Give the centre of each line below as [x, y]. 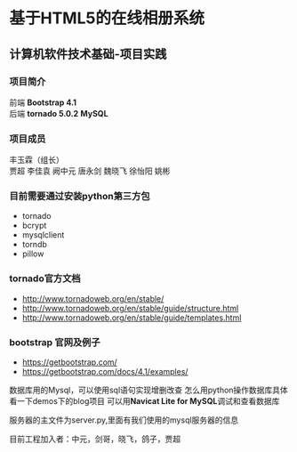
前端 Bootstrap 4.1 [43, 102]
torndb [34, 245]
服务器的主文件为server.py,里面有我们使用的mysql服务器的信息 [124, 420]
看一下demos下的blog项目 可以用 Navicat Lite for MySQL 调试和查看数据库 [144, 401]
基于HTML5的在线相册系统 [107, 18]
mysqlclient [43, 235]
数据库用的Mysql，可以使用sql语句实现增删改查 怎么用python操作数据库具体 [149, 390]
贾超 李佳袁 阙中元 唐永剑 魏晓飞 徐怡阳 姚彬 [90, 171]
